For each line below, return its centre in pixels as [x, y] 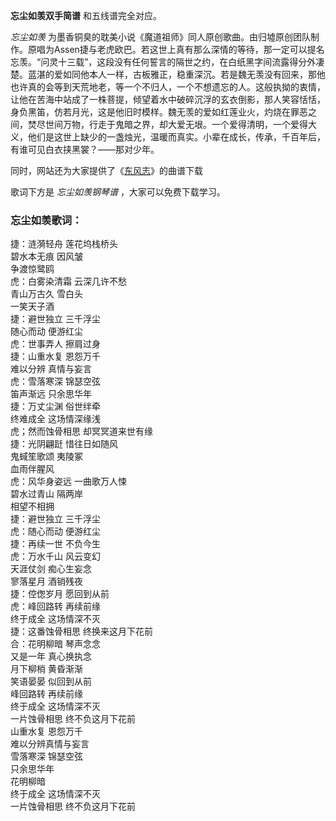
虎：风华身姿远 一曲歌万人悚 [68, 481]
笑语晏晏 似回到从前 [51, 681]
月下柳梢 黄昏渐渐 [46, 669]
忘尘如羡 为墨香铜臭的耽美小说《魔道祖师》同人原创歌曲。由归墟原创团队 [160, 37]
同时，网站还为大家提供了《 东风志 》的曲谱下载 [106, 170]
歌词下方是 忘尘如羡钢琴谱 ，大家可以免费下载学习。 [118, 192]
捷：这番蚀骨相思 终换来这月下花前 [81, 631]
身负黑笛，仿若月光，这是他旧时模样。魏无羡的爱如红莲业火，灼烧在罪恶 [159, 112]
